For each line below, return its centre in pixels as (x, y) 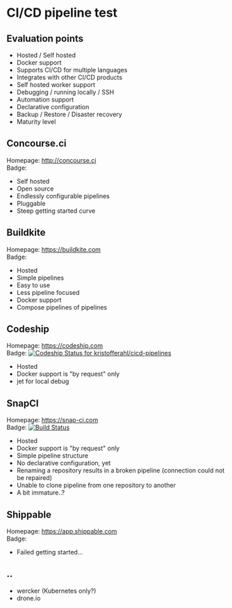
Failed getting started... (50, 552)
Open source (35, 189)
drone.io (28, 598)
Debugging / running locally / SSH (65, 92)
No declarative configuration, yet (64, 463)
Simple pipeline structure (52, 456)
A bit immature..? (41, 493)
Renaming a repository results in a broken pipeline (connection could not (121, 470)
